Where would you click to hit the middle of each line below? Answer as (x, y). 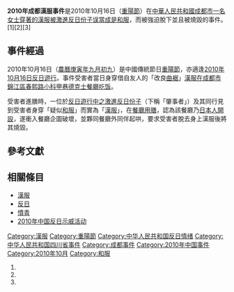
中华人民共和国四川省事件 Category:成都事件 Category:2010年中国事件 (108, 245)
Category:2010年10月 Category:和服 (59, 254)
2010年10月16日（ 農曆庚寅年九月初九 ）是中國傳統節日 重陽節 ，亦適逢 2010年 (116, 69)
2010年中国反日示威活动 (52, 221)
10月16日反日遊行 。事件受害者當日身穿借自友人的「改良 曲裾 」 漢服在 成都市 (114, 78)
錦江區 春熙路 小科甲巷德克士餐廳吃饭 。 (62, 86)
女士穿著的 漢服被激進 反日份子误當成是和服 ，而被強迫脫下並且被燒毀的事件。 (117, 19)
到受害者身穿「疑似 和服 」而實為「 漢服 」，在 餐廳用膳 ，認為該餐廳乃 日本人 (112, 110)
